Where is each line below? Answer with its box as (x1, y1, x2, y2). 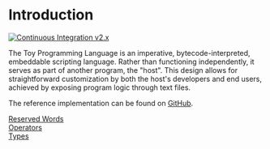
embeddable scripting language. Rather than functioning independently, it (8, 57, 255, 66)
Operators (8, 122, 43, 132)
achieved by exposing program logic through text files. (8, 83, 191, 92)
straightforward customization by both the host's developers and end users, (8, 74, 262, 83)
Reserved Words (8, 113, 64, 123)
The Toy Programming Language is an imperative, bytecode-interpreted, (8, 48, 251, 57)
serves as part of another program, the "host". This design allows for (8, 65, 238, 74)
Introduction (8, 6, 94, 24)
